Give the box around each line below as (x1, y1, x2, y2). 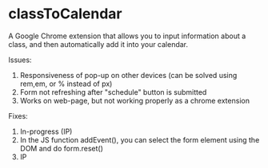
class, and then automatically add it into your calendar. (8, 39, 189, 49)
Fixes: (8, 111, 28, 120)
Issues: (8, 55, 32, 64)
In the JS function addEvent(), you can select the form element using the (19, 135, 260, 144)
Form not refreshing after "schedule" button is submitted (19, 87, 207, 96)
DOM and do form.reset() (19, 143, 104, 153)
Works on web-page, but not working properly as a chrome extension (19, 96, 250, 105)
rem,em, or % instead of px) (19, 79, 113, 88)
